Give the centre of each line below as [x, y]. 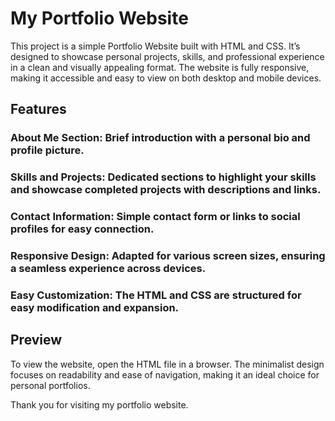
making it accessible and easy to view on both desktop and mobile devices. [166, 78]
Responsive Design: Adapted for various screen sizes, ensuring [168, 256]
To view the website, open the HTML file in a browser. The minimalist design [167, 364]
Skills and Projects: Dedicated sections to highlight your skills [163, 177]
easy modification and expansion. [95, 307]
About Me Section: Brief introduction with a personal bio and [160, 138]
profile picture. [47, 150]
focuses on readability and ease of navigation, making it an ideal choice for [165, 374]
